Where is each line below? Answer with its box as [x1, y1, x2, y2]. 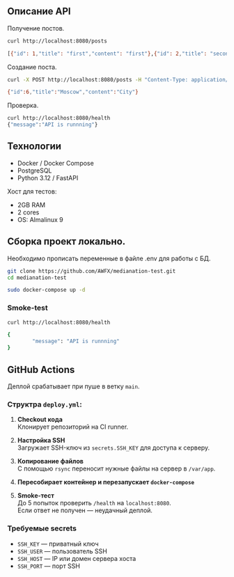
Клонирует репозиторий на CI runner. [17, 422, 129, 431]
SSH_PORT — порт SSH [17, 562, 80, 570]
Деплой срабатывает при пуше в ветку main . [7, 382, 140, 390]
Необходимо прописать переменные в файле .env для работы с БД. [7, 254, 211, 262]
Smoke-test [7, 303, 48, 313]
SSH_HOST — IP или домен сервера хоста [17, 554, 136, 562]
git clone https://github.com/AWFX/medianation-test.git [7, 267, 176, 274]
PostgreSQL [17, 166, 52, 175]
